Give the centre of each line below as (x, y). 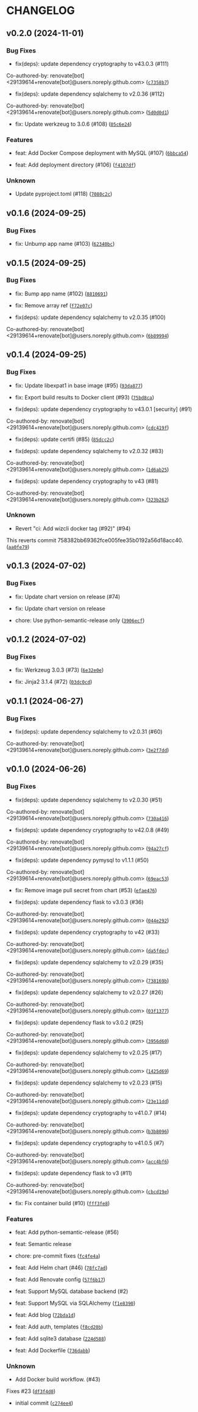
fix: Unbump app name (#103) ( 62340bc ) (65, 244)
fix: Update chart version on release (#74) (68, 597)
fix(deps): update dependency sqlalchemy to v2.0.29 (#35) (89, 962)
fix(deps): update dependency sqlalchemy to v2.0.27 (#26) (89, 992)
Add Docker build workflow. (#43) (58, 1380)
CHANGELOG (41, 11)
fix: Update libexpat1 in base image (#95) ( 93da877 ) (79, 385)
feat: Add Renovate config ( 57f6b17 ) (60, 1279)
